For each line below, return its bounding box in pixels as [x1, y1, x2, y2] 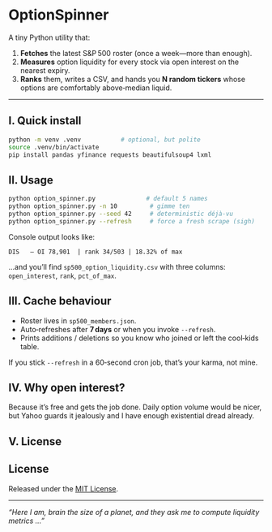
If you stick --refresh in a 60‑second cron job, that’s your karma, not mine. [8, 357, 258, 367]
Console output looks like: [8, 231, 96, 241]
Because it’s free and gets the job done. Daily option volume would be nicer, [8, 402, 262, 412]
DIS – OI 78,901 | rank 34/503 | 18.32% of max [8, 248, 183, 256]
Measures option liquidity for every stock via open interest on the [19, 57, 240, 67]
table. [19, 341, 40, 351]
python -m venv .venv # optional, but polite [8, 136, 201, 144]
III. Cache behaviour [8, 294, 112, 308]
